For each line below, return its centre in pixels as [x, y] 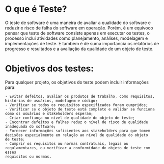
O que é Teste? [36, 9]
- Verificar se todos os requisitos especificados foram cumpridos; [77, 105]
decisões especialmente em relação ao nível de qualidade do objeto [77, 135]
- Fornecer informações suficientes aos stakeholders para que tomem [78, 131]
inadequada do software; [30, 126]
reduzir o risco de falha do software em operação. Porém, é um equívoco [79, 27]
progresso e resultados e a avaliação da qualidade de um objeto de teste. [79, 49]
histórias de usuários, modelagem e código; [51, 101]
